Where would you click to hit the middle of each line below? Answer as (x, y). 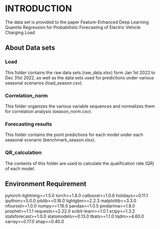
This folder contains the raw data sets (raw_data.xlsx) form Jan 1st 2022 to (80, 72)
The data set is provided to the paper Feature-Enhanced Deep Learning (77, 22)
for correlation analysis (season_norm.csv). (49, 111)
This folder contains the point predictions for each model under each (74, 135)
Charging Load (20, 32)
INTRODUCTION (39, 9)
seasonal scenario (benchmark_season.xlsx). (50, 140)
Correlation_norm (26, 95)
